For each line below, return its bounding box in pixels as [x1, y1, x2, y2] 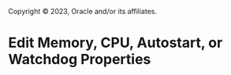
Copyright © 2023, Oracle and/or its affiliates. [8, 7, 158, 16]
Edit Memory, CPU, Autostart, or [8, 34, 223, 52]
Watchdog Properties [8, 51, 151, 69]
